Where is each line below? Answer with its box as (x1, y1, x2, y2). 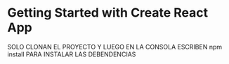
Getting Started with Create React (7, 5, 209, 21)
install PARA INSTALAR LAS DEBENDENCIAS (7, 50, 136, 58)
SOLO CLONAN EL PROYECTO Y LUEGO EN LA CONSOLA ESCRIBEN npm (7, 42, 223, 51)
